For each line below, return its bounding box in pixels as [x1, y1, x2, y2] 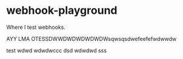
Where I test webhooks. [6, 23, 65, 31]
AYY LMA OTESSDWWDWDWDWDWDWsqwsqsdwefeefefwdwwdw [6, 35, 177, 42]
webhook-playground [6, 4, 118, 17]
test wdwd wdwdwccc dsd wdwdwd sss [6, 46, 107, 54]
